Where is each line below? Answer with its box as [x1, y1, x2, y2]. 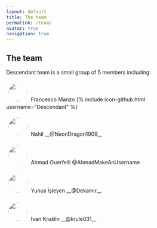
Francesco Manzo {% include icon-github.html [30, 96, 146, 103]
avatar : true [6, 25, 39, 32]
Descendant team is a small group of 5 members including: [6, 68, 151, 76]
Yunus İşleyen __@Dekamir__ [30, 187, 102, 194]
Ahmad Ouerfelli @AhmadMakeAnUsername [30, 158, 140, 165]
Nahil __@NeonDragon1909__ [30, 130, 103, 138]
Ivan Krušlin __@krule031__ [30, 215, 97, 222]
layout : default [6, 8, 47, 15]
